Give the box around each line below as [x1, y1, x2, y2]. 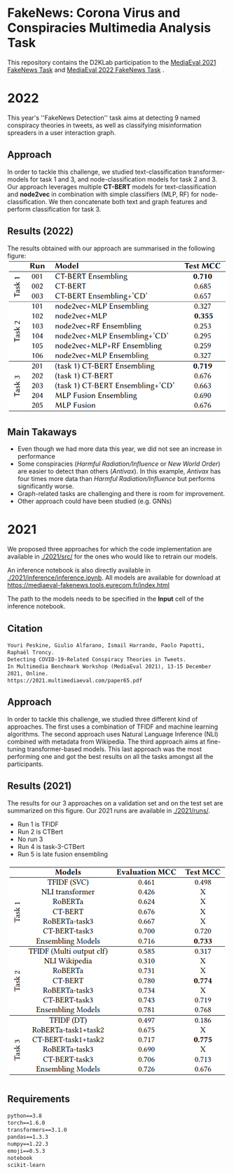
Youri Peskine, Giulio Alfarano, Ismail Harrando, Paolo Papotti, [7, 642, 205, 649]
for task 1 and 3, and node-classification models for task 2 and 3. [30, 174, 218, 184]
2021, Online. [7, 670, 49, 677]
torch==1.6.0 [7, 1120, 46, 1127]
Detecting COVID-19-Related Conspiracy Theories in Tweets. [7, 656, 187, 663]
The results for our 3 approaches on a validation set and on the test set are [7, 798, 223, 807]
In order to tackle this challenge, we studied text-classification [7, 167, 187, 176]
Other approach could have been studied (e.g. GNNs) [17, 497, 172, 506]
